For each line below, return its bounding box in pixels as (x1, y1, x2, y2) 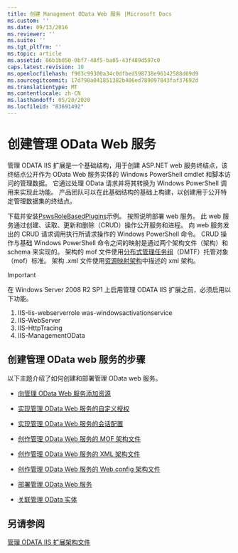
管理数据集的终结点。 (13, 197, 76, 205)
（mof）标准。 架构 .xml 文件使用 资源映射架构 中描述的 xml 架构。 (7, 256, 200, 264)
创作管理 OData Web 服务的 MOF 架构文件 (17, 434, 141, 443)
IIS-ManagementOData (17, 331, 85, 339)
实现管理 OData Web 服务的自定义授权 (17, 404, 130, 413)
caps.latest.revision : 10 (7, 63, 84, 71)
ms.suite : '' (7, 37, 46, 44)
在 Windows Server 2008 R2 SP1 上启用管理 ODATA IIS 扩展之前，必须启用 (7, 285, 225, 294)
